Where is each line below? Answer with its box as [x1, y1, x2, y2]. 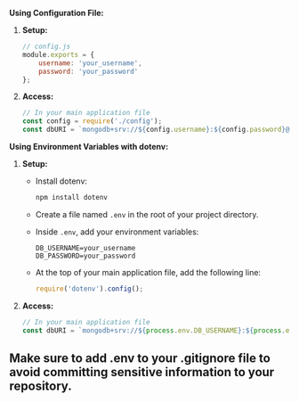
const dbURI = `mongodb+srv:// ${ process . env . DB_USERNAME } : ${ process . [21, 325, 287, 335]
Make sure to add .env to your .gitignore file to [9, 350, 271, 365]
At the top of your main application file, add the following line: [35, 267, 261, 277]
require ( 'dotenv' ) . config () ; [35, 284, 144, 293]
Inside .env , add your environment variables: [35, 226, 199, 237]
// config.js [21, 42, 71, 51]
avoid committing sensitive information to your [9, 365, 275, 380]
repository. [9, 378, 73, 393]
